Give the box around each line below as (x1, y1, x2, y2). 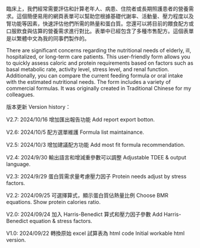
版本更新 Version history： (6, 103, 71, 110)
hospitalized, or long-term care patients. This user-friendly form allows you (6, 53, 190, 60)
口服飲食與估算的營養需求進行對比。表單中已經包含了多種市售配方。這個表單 (6, 27, 194, 34)
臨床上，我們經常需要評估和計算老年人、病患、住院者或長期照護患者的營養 (6, 5, 189, 12)
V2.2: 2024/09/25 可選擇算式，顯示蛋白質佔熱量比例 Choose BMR (6, 192, 168, 199)
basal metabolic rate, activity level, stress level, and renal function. (6, 66, 170, 73)
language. (6, 161, 31, 168)
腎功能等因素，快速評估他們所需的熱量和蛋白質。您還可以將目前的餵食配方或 (6, 20, 194, 27)
